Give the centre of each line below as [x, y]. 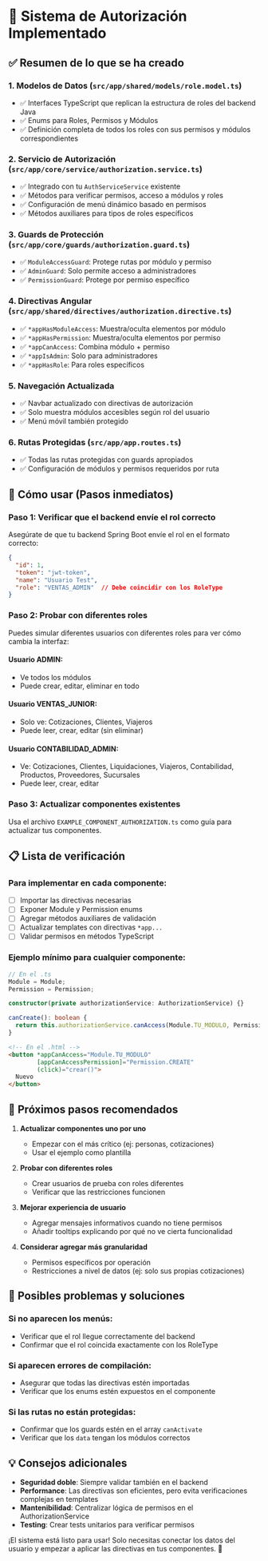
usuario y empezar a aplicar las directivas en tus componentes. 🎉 [116, 1549]
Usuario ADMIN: [36, 659]
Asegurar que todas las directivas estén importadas [104, 1383]
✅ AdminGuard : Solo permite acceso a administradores [108, 271]
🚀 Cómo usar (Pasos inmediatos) [91, 494]
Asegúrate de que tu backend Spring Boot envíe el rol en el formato [119, 535]
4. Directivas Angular [50, 301]
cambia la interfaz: [39, 641]
